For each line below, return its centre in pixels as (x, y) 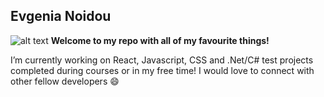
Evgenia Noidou (61, 16)
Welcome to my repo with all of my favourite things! (160, 40)
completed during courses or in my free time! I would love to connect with (162, 70)
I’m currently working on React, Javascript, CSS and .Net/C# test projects (162, 60)
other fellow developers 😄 (65, 81)
